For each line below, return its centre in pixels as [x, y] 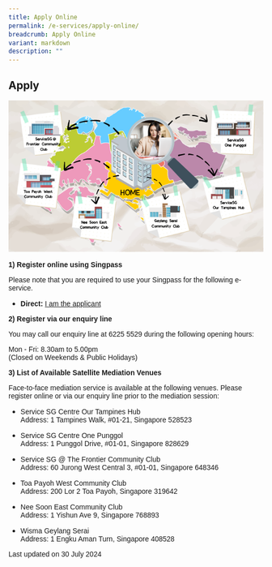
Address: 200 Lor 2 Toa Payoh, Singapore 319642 [99, 491]
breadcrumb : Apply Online [52, 34]
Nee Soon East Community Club [71, 507]
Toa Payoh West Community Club [73, 483]
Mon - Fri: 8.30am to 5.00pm [53, 349]
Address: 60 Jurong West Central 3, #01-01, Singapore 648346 [119, 467]
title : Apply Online [43, 17]
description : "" [36, 52]
